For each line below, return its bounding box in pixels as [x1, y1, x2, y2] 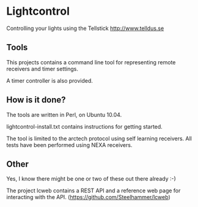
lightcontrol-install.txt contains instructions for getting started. [6, 122, 163, 130]
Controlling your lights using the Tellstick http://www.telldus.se [6, 24, 164, 32]
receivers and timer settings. [6, 65, 78, 72]
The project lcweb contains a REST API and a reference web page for [6, 187, 181, 194]
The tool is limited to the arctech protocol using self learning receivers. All [6, 135, 193, 142]
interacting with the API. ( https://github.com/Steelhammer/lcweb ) [6, 194, 170, 201]
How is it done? [6, 95, 66, 105]
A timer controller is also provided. [6, 77, 94, 84]
